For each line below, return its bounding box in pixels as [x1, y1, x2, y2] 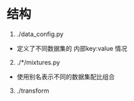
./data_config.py [16, 29, 64, 38]
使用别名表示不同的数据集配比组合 [16, 72, 115, 81]
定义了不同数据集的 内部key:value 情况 [16, 44, 128, 52]
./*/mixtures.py [16, 58, 61, 66]
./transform [16, 86, 50, 95]
